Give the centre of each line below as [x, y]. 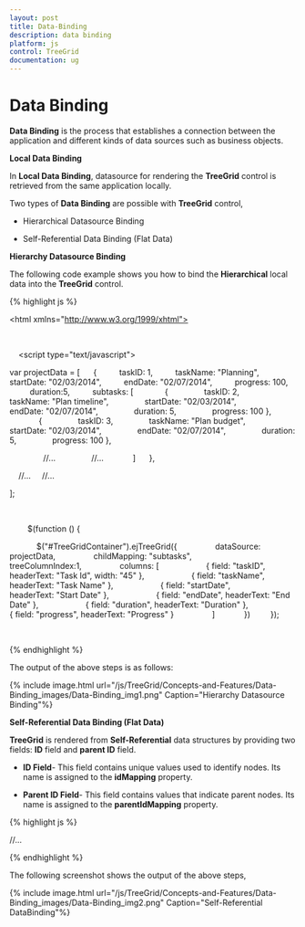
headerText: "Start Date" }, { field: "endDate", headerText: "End [150, 595]
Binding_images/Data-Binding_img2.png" [87, 902]
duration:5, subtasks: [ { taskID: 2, [134, 391]
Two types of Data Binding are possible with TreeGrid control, [127, 203]
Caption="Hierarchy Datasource [224, 694]
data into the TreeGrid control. [66, 283]
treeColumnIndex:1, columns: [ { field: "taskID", [137, 565]
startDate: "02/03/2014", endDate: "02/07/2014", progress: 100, [149, 382]
